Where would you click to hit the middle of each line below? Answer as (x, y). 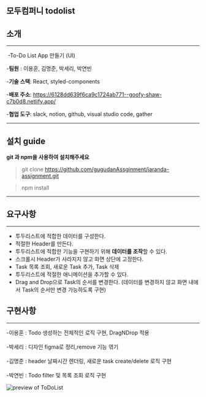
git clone (32, 169)
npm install (35, 188)
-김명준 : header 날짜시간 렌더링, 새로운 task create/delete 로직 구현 (89, 361)
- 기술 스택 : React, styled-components (53, 82)
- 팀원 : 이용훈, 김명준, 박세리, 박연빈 (49, 69)
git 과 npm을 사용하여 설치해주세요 (48, 157)
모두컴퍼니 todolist (41, 11)
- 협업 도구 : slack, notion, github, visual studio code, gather (79, 114)
